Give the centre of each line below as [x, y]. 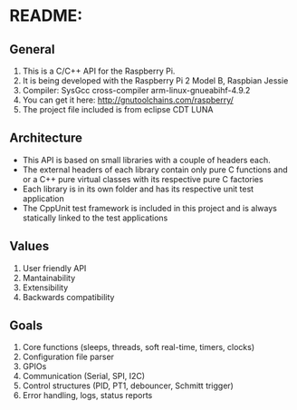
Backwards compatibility [68, 297]
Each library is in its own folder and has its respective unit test [138, 189]
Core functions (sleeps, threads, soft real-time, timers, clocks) [139, 347]
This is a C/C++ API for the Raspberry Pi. [99, 71]
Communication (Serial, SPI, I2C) [84, 376]
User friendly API [54, 268]
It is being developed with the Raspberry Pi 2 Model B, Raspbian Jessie [155, 81]
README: [46, 16]
